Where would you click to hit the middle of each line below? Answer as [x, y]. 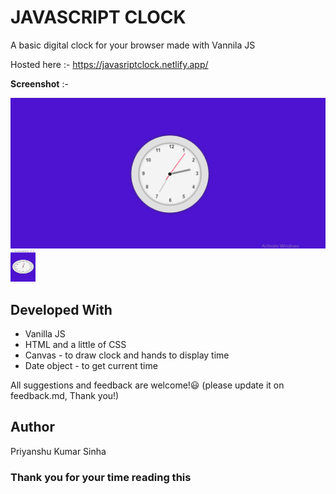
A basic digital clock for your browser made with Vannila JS [133, 45]
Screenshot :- [39, 83]
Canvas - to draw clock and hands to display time [127, 355]
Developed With [61, 309]
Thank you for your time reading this [101, 477]
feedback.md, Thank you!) [65, 395]
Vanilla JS [45, 333]
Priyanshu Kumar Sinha [58, 451]
